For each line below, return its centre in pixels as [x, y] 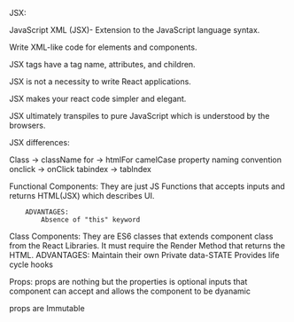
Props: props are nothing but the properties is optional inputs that [128, 282]
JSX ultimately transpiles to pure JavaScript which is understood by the [139, 116]
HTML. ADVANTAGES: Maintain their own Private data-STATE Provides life [144, 255]
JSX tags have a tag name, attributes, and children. [103, 64]
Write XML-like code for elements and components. [103, 47]
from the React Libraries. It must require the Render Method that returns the [147, 246]
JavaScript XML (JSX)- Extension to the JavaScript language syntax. [135, 30]
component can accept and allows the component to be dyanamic [130, 291]
